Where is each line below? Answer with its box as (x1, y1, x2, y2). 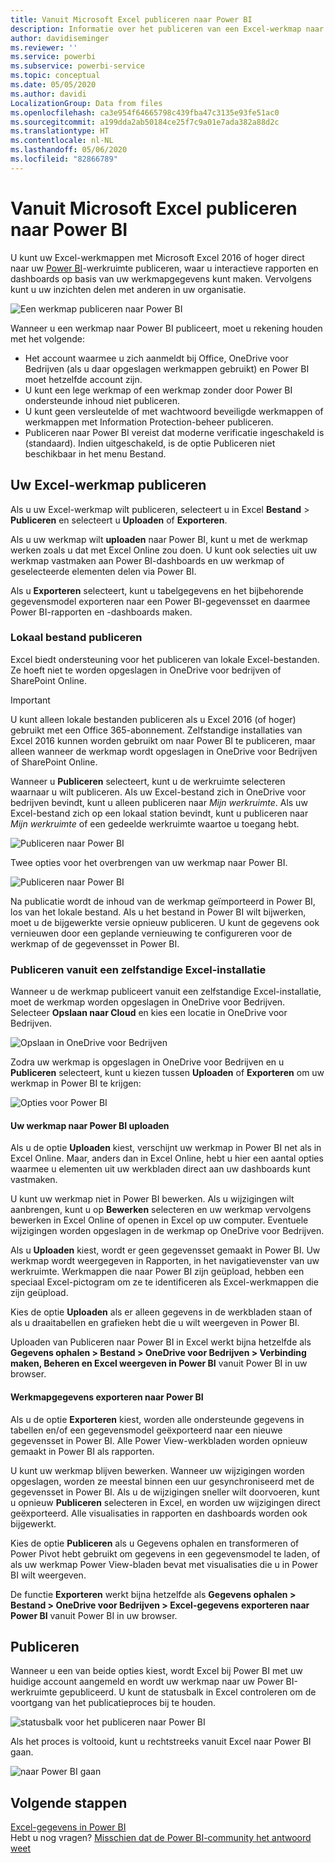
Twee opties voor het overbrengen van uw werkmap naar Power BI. (10, 856, 288, 868)
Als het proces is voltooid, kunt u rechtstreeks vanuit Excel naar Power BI (10, 1736, 312, 1748)
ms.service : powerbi (10, 52, 97, 62)
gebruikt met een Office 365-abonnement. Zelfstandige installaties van (10, 724, 303, 736)
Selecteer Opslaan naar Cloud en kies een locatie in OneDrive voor (10, 1007, 288, 1019)
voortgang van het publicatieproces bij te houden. (10, 1697, 217, 1709)
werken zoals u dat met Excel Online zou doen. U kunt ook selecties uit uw (10, 544, 318, 556)
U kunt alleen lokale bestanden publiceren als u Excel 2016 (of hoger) (10, 713, 297, 725)
